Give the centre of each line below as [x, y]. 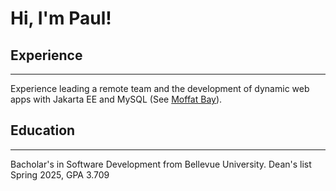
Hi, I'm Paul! [61, 18]
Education [43, 130]
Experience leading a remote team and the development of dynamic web [160, 88]
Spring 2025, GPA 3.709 [60, 174]
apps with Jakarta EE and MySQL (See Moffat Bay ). [116, 99]
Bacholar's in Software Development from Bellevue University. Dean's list [161, 164]
